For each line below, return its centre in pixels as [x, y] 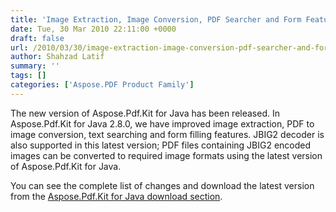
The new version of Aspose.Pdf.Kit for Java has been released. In [145, 113]
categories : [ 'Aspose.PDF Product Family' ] [102, 85]
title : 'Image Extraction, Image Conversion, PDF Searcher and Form [156, 19]
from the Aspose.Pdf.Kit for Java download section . [116, 196]
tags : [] [28, 76]
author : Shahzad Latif [57, 57]
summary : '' [35, 66]
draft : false [37, 38]
